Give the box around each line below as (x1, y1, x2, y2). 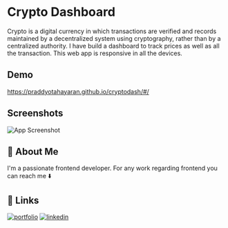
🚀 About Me (7, 146, 59, 158)
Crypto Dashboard (7, 4, 116, 20)
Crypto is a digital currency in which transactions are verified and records (7, 27, 217, 35)
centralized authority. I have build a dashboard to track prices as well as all (7, 41, 220, 50)
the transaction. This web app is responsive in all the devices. (7, 49, 183, 57)
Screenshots (7, 108, 64, 120)
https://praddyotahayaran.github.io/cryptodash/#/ (7, 87, 150, 95)
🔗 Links (7, 194, 39, 206)
